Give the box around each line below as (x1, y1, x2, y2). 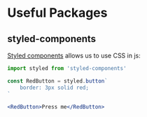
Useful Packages (7, 5, 108, 21)
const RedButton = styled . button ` (7, 77, 108, 85)
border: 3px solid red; (20, 84, 90, 91)
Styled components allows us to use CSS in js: (7, 51, 141, 60)
